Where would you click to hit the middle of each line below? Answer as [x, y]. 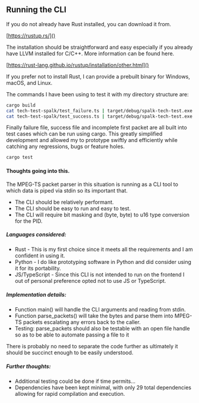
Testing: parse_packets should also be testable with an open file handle [102, 329]
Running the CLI [36, 10]
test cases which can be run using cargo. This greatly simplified [84, 134]
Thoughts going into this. [38, 171]
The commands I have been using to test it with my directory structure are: [97, 94]
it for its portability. [38, 268]
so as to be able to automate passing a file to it [72, 335]
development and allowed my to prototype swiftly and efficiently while [92, 140]
